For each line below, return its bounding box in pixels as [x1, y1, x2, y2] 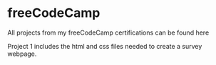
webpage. [7, 49, 37, 58]
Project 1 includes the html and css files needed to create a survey [7, 42, 202, 50]
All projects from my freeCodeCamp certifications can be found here [7, 28, 210, 37]
